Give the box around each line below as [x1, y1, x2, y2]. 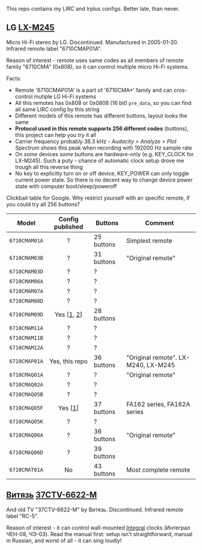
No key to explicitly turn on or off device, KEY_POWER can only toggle [14, 169, 189, 177]
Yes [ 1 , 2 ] [54, 310, 83, 318]
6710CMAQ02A [9, 381, 44, 388]
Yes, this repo [49, 357, 88, 365]
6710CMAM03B [9, 254, 44, 261]
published [54, 223, 84, 231]
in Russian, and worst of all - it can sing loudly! [6, 537, 122, 544]
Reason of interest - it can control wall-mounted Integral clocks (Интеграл [6, 524, 191, 531]
